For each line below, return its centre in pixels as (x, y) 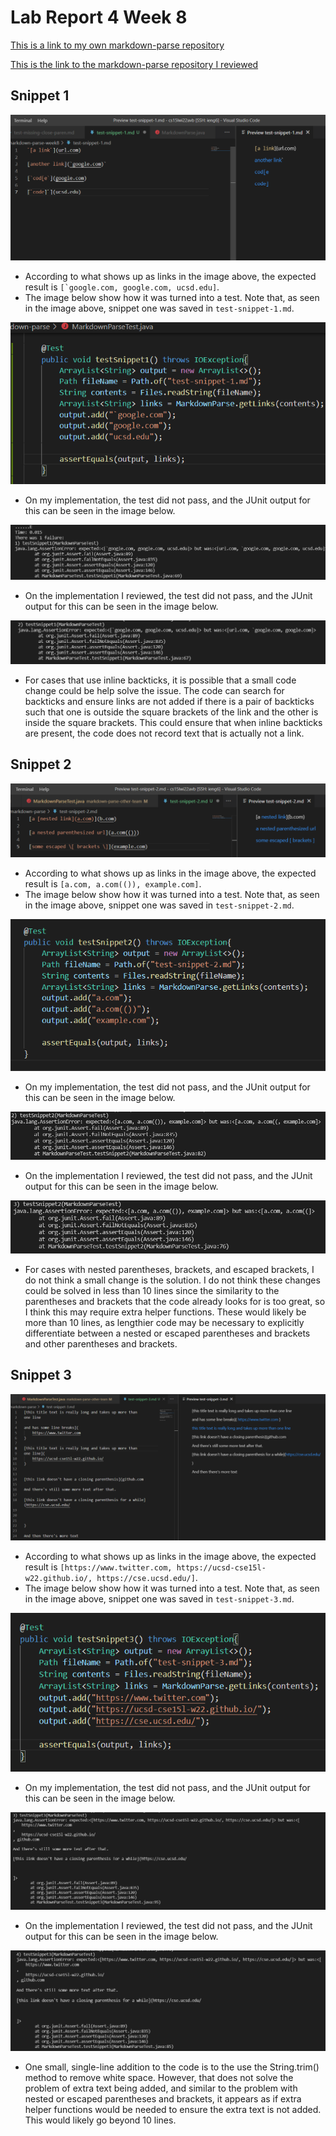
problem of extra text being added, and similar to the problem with (161, 2088)
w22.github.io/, (58, 1578)
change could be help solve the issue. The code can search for (154, 691)
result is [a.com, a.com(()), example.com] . (113, 884)
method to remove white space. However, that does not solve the (159, 2077)
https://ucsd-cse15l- (221, 1567)
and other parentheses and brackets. (101, 1343)
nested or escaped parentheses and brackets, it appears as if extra (163, 2098)
